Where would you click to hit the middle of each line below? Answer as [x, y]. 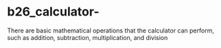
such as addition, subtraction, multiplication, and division [88, 37]
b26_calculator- [53, 12]
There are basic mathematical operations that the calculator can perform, [111, 30]
